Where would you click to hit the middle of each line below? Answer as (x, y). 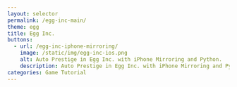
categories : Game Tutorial (47, 72)
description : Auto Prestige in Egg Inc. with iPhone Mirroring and (121, 66)
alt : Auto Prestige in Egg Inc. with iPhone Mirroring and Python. (121, 60)
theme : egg (23, 27)
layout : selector (33, 14)
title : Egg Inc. (31, 33)
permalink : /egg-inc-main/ (47, 20)
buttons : (20, 40)
